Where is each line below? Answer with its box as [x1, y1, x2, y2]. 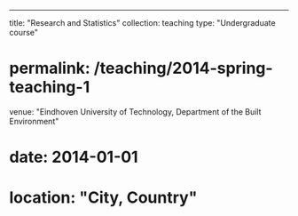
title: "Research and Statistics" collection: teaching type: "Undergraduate [9, 18, 277, 28]
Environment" [9, 116, 59, 126]
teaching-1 [9, 77, 90, 98]
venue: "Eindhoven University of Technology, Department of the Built [9, 106, 262, 116]
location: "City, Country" [9, 188, 198, 208]
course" [9, 28, 38, 37]
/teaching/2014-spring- [93, 59, 273, 78]
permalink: [9, 59, 90, 78]
